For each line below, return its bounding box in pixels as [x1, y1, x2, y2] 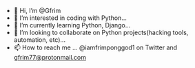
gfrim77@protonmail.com [13, 54, 86, 61]
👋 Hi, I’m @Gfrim [13, 7, 61, 14]
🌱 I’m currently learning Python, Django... [13, 21, 131, 29]
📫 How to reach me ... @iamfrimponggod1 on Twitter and [13, 43, 178, 52]
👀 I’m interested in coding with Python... [13, 14, 127, 22]
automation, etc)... [13, 36, 66, 44]
